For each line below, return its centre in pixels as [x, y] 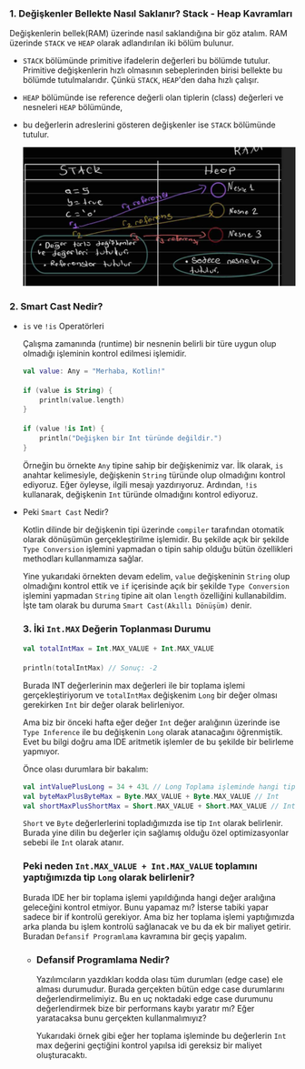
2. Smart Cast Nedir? [56, 306]
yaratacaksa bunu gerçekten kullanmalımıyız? [121, 1018]
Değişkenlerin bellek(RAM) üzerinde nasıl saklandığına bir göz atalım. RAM [148, 34]
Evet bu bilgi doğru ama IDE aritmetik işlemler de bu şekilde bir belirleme [158, 741]
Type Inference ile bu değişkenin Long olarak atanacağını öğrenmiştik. [152, 731]
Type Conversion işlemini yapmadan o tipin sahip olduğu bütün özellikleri [157, 549]
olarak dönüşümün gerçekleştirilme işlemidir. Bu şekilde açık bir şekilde [156, 539]
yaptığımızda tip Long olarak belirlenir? [108, 878]
